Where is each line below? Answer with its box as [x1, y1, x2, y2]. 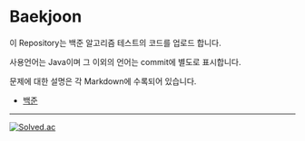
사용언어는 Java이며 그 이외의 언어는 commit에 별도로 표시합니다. [9, 56, 242, 67]
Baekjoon [9, 6, 83, 27]
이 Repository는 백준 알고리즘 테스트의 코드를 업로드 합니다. [9, 37, 221, 48]
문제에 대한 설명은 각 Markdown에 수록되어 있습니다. [9, 75, 197, 87]
